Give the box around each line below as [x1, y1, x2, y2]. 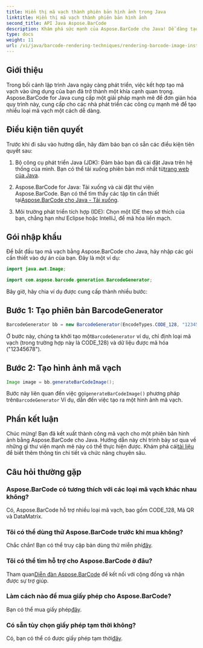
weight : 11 [6, 37, 34, 43]
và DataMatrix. [6, 512, 43, 520]
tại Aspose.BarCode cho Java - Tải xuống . [14, 196, 119, 203]
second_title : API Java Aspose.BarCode [6, 20, 107, 26]
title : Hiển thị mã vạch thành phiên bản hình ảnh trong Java [6, 8, 166, 15]
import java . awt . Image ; [6, 266, 66, 273]
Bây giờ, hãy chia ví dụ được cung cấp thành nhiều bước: [6, 288, 148, 296]
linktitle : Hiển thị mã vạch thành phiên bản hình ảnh [6, 15, 147, 21]
